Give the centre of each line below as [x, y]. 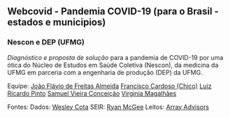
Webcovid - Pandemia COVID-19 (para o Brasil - [113, 12]
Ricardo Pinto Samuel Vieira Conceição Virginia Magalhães [92, 93]
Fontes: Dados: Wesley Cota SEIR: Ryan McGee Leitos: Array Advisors [108, 107]
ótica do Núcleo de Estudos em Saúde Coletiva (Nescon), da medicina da [113, 65]
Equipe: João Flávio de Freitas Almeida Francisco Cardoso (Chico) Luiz [109, 86]
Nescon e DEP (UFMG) [46, 43]
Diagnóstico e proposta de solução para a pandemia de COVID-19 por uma [115, 57]
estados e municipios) [57, 23]
